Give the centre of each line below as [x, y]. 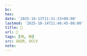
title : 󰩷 [14, 28]
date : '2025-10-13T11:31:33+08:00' [41, 19]
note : [10, 46]
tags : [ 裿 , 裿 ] [20, 37]
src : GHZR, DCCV [21, 41]
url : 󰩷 [12, 32]
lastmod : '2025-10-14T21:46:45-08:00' [44, 23]
